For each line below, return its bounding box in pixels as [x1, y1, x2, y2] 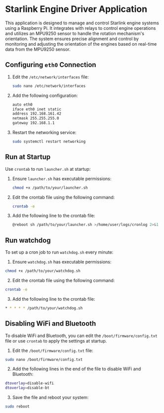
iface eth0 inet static [12, 107, 62, 112]
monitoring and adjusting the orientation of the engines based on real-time [5, 41, 157, 47]
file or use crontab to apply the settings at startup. [5, 338, 107, 344]
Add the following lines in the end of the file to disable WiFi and [12, 366, 141, 372]
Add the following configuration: [12, 92, 78, 98]
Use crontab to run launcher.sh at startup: [5, 166, 91, 172]
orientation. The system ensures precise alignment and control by [5, 36, 139, 42]
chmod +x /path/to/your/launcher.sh [12, 185, 88, 190]
